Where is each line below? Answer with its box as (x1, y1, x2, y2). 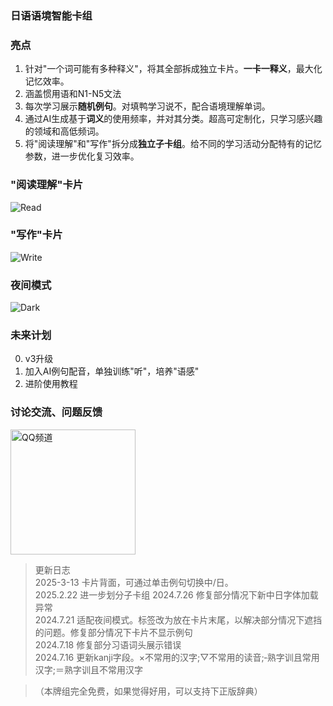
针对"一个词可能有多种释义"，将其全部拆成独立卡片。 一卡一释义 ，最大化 (24, 63, 323, 75)
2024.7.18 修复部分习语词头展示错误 (34, 638, 182, 651)
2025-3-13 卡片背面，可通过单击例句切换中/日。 (34, 576, 234, 588)
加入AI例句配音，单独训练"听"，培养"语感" (24, 365, 200, 377)
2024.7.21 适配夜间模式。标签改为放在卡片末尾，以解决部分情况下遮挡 (34, 613, 323, 626)
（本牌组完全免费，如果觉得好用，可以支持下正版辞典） (34, 685, 263, 697)
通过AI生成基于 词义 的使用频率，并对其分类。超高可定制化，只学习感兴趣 (24, 113, 323, 125)
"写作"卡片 (10, 228, 63, 242)
